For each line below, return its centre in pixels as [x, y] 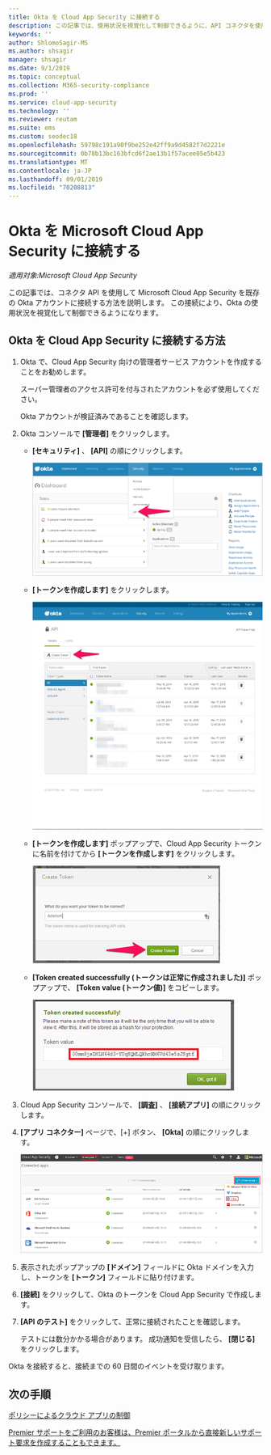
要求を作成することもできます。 [68, 1443]
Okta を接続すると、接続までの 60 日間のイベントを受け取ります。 [119, 1366]
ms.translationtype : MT [48, 162]
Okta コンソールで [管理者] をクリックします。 [97, 434]
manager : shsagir [38, 60]
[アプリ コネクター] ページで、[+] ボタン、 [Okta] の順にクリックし [131, 1131]
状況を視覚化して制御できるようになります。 [89, 313]
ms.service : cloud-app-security [63, 102]
